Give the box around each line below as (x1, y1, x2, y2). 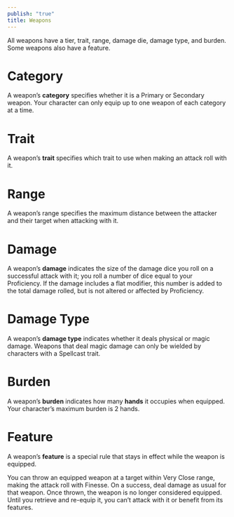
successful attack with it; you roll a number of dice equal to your (7, 271, 193, 281)
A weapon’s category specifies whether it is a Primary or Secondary (7, 91, 205, 100)
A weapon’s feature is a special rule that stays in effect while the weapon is (7, 452, 226, 461)
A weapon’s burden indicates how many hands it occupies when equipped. (7, 397, 226, 405)
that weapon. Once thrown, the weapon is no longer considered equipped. (7, 488, 222, 497)
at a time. (7, 106, 34, 114)
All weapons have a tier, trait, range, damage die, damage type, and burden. (7, 36, 226, 44)
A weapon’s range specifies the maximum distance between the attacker (7, 209, 217, 217)
